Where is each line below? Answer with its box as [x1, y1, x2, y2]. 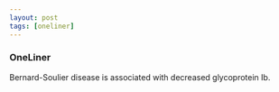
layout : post [9, 13, 59, 23]
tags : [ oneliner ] [9, 22, 75, 31]
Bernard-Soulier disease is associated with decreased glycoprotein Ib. [9, 71, 271, 82]
